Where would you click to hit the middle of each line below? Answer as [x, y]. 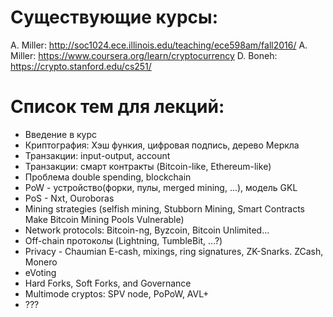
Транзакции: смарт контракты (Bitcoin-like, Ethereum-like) [148, 166]
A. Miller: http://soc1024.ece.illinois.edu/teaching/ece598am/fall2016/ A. [159, 45]
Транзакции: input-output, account [97, 155]
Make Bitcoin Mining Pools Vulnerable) [104, 219]
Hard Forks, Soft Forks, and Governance [108, 283]
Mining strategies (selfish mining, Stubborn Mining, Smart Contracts [164, 208]
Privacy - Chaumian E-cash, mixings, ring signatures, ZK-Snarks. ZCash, [174, 251]
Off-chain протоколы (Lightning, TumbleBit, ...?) [123, 240]
